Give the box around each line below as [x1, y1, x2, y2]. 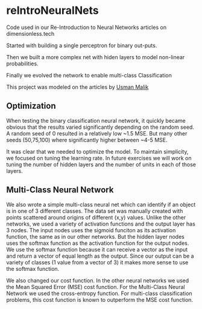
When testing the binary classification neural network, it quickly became [6, 117, 186, 124]
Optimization [6, 101, 56, 111]
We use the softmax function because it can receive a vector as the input [6, 246, 188, 253]
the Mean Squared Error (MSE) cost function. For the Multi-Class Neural [6, 283, 185, 290]
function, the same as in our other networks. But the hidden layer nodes [6, 233, 185, 240]
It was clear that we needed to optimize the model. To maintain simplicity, [6, 148, 189, 155]
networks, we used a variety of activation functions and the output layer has [6, 220, 196, 227]
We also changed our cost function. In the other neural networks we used [6, 276, 189, 284]
